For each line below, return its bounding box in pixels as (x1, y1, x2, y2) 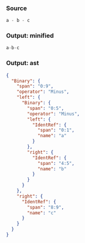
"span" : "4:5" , (37, 160, 75, 166)
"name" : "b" (37, 166, 67, 172)
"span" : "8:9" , (27, 204, 64, 210)
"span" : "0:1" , (37, 127, 75, 134)
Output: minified (6, 31, 54, 40)
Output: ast (6, 59, 39, 67)
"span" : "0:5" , (27, 105, 64, 111)
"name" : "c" (27, 210, 57, 216)
